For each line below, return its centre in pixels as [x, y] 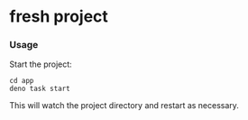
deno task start [40, 89]
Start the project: [41, 64]
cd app [22, 81]
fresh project [59, 17]
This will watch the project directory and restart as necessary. [124, 106]
